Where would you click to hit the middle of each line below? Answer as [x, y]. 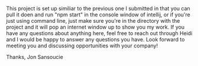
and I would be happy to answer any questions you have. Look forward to [95, 39]
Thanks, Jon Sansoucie [35, 57]
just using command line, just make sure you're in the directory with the [93, 21]
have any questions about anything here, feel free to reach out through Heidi [99, 33]
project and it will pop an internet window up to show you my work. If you [95, 27]
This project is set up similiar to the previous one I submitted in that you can [98, 8]
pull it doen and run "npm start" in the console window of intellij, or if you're [98, 15]
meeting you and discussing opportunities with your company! [82, 46]
